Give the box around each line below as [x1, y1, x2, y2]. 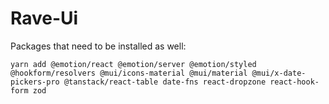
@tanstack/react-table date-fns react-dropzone [63, 77, 267, 87]
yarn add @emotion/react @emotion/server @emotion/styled [10, 59, 257, 69]
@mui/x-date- [251, 68, 307, 78]
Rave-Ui [10, 7, 79, 30]
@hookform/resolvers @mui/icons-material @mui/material [10, 68, 248, 78]
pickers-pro [10, 77, 60, 87]
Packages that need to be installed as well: [10, 40, 187, 52]
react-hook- [269, 77, 320, 87]
